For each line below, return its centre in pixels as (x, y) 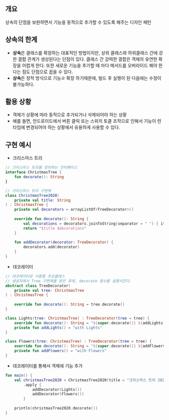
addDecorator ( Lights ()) (57, 389)
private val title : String (43, 200)
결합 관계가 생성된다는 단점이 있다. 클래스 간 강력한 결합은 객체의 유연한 (88, 59)
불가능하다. (23, 84)
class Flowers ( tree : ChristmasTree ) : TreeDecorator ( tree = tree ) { (78, 342)
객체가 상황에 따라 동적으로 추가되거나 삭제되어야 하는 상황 (70, 115)
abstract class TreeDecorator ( (38, 286)
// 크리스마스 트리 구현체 (28, 191)
